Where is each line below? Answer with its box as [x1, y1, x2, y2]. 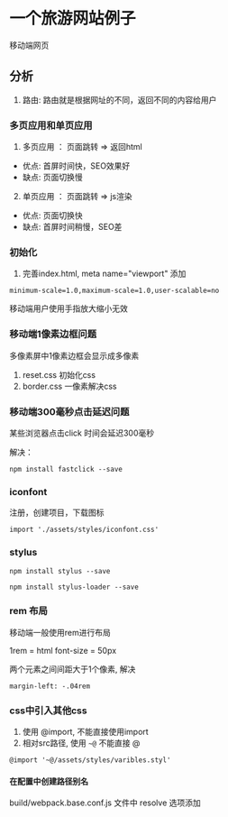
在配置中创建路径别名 [9, 776, 88, 786]
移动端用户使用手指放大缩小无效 [9, 303, 128, 314]
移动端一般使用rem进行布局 [9, 627, 111, 638]
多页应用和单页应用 [9, 119, 93, 132]
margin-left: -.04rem [9, 682, 91, 691]
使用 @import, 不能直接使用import [22, 727, 149, 738]
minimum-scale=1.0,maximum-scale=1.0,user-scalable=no [9, 286, 220, 296]
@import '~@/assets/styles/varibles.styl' [9, 756, 171, 765]
